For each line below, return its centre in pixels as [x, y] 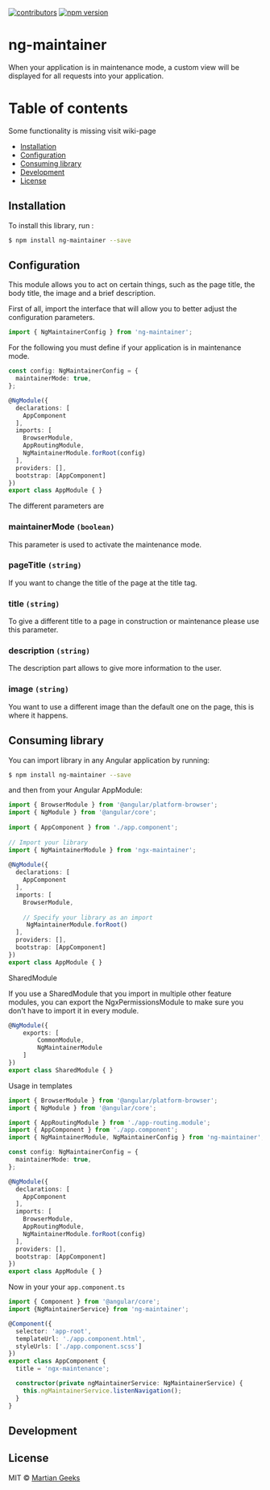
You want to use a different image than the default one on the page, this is [131, 706]
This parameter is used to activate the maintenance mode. [105, 544]
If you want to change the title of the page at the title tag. [103, 583]
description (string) [49, 651]
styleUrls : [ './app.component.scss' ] [79, 1346]
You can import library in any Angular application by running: [109, 760]
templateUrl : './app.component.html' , [81, 1338]
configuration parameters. [52, 318]
